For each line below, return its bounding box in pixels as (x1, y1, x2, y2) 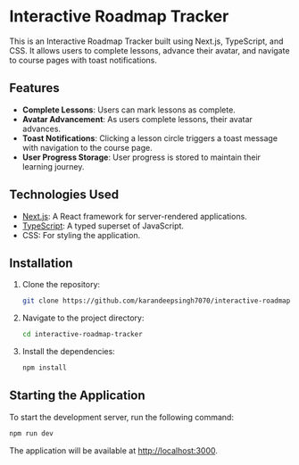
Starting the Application (9, 388, 145, 403)
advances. (21, 123, 61, 134)
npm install (21, 363, 67, 372)
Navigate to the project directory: (21, 312, 145, 323)
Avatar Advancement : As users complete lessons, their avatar (21, 113, 253, 124)
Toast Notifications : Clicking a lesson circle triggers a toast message (21, 132, 278, 144)
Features (9, 80, 60, 95)
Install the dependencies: (21, 346, 116, 357)
